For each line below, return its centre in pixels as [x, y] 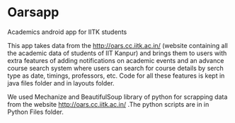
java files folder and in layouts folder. [61, 83]
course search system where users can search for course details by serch [116, 68]
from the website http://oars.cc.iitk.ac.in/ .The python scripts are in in [108, 104]
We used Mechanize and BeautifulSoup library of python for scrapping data [117, 97]
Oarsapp [33, 12]
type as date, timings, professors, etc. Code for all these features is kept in [116, 76]
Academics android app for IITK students [67, 32]
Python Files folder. [35, 112]
